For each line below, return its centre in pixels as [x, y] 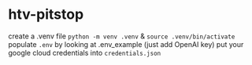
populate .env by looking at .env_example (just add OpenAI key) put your [126, 44]
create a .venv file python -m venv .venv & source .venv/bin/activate [122, 36]
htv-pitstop [46, 14]
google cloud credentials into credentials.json [85, 52]
